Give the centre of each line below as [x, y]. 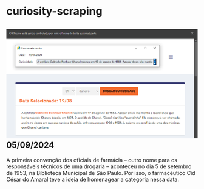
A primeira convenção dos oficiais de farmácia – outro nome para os [92, 160]
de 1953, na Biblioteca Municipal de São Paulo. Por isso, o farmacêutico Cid [101, 173]
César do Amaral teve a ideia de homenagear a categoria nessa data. [93, 179]
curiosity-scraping [54, 11]
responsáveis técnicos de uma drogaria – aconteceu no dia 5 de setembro [99, 166]
